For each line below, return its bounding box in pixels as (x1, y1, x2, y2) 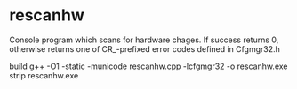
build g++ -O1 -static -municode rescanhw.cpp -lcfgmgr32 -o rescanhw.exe (9, 61, 288, 71)
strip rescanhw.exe (9, 70, 79, 80)
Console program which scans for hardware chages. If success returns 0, (9, 34, 279, 45)
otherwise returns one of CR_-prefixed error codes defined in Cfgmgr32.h (9, 43, 280, 54)
